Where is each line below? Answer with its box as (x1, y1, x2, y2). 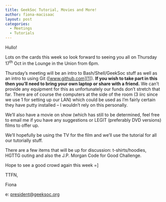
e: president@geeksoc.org (5, 191, 60, 197)
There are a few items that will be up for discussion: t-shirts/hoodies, (5, 147, 147, 153)
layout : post (5, 17, 32, 22)
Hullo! (5, 45, 17, 50)
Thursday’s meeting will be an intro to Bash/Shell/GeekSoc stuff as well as (5, 70, 158, 76)
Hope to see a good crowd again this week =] (5, 162, 99, 168)
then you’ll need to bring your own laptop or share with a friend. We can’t (5, 81, 160, 87)
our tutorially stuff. (5, 137, 43, 143)
